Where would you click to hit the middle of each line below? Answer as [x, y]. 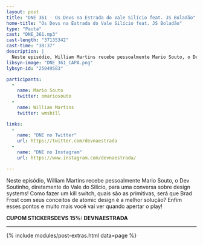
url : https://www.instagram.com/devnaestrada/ [77, 158]
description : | [25, 52]
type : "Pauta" [24, 29]
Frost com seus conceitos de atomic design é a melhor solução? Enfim [94, 200]
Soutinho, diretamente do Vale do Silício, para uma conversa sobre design [98, 187]
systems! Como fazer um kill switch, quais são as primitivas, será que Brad [99, 193]
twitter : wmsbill [39, 113]
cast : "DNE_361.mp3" [32, 35]
